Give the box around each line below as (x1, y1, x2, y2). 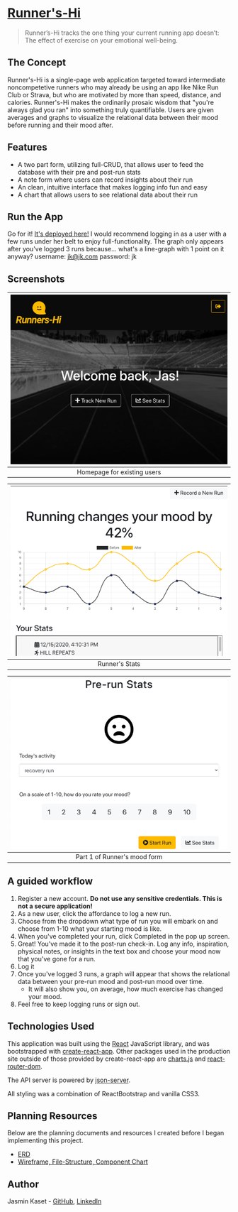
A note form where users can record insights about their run (17, 175, 193, 184)
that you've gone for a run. (17, 954, 96, 963)
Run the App (7, 211, 64, 223)
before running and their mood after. (7, 121, 113, 129)
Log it (17, 962, 35, 971)
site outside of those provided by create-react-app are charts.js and (7, 1054, 206, 1063)
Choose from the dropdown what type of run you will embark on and (17, 917, 218, 925)
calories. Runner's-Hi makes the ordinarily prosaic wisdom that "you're (7, 98, 215, 107)
